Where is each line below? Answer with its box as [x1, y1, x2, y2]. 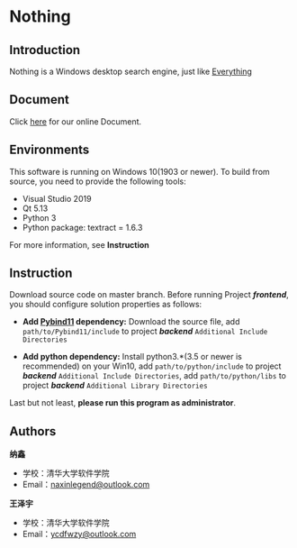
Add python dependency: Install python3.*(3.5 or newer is [22, 352, 243, 362]
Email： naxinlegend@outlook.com [22, 479, 150, 490]
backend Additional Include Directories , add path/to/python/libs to [22, 370, 286, 381]
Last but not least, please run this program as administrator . [9, 397, 237, 408]
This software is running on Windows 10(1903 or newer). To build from [9, 166, 270, 177]
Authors [9, 424, 57, 439]
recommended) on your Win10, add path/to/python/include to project [22, 361, 282, 371]
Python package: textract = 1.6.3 [22, 222, 143, 233]
